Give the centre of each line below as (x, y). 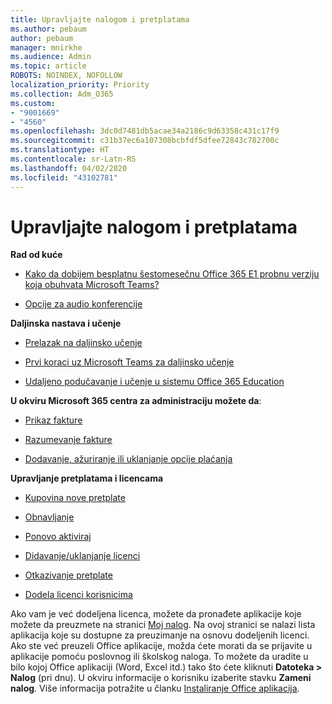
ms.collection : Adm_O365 (62, 94)
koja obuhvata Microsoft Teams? (92, 285)
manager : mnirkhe (46, 47)
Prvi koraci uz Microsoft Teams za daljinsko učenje (129, 362)
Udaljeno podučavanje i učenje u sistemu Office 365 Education (154, 382)
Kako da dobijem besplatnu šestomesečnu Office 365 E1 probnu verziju (172, 274)
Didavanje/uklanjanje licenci (82, 556)
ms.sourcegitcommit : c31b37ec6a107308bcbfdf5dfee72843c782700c (145, 141)
